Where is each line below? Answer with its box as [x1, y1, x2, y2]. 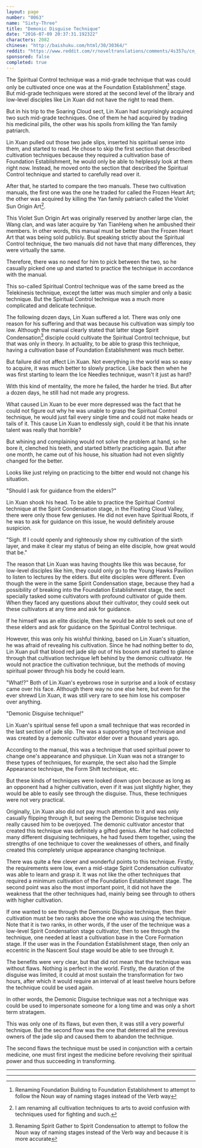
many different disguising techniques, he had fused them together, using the [6, 834, 196, 841]
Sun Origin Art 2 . [6, 201, 46, 210]
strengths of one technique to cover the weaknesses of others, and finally [6, 840, 189, 848]
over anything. [6, 698, 42, 706]
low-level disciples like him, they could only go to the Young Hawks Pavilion [6, 567, 194, 574]
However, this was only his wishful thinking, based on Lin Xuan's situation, [6, 635, 191, 642]
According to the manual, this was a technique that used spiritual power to [6, 746, 191, 753]
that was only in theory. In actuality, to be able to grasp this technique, [6, 340, 180, 347]
